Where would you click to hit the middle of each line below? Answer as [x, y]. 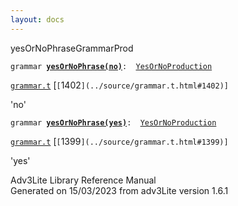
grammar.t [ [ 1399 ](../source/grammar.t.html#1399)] [119, 141]
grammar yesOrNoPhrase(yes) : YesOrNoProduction [113, 122]
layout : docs [37, 19]
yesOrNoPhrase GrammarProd [72, 48]
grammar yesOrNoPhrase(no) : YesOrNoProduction [111, 66]
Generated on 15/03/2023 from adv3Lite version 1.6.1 [119, 190]
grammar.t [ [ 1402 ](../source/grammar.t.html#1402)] [120, 85]
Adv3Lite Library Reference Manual [83, 180]
